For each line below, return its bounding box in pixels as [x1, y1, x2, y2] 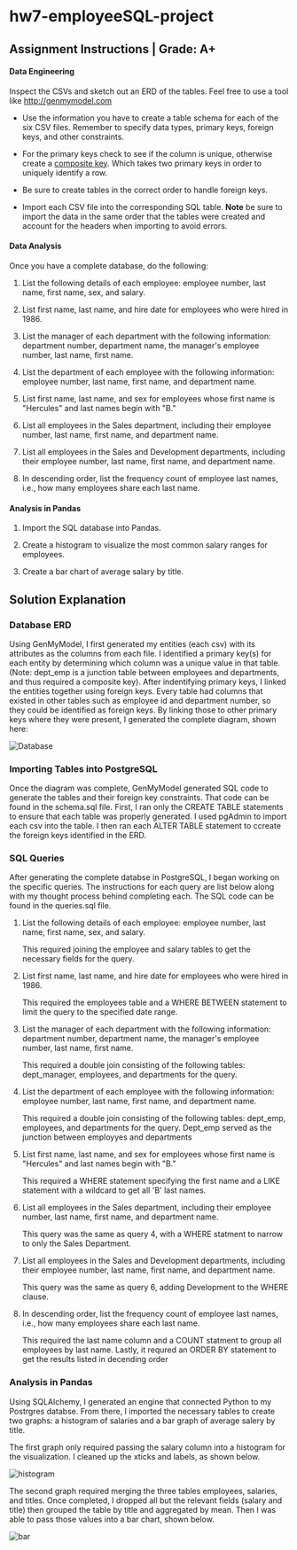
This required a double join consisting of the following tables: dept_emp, [21, 1113, 286, 1124]
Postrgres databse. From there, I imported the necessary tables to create [9, 1406, 276, 1416]
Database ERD [9, 619, 73, 631]
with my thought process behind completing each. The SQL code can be [9, 891, 275, 901]
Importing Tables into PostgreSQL [9, 762, 158, 775]
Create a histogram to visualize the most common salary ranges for [21, 540, 269, 550]
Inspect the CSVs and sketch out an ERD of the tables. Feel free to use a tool [9, 86, 289, 97]
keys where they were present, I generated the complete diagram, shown [9, 713, 277, 724]
